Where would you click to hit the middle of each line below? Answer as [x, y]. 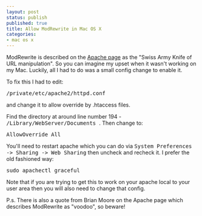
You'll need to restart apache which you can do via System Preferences [99, 146]
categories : [21, 34]
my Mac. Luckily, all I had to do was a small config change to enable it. [94, 70]
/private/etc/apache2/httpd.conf [56, 93]
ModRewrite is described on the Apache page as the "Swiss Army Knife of [99, 57]
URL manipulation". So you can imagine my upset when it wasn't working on [101, 64]
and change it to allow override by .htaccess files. [68, 105]
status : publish [27, 18]
